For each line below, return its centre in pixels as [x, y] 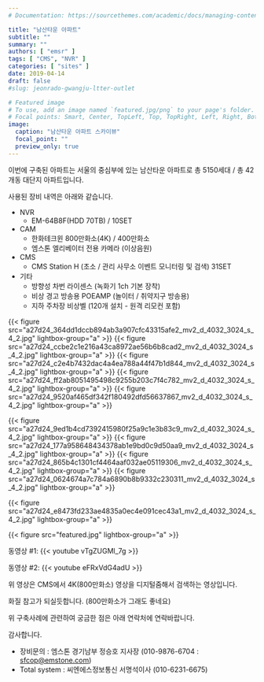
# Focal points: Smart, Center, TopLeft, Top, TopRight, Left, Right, [126, 117]
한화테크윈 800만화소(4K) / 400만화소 [90, 238]
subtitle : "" [29, 37]
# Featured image [37, 102]
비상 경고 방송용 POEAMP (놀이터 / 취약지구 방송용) [110, 295]
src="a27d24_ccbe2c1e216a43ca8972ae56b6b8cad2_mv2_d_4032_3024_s [131, 347]
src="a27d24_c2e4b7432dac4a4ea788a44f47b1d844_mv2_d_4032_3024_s [132, 363]
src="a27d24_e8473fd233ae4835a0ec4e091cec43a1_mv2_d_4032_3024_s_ [132, 511]
